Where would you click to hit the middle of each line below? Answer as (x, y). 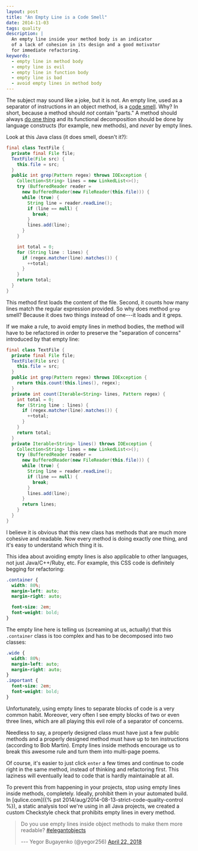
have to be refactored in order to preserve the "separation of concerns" (94, 332)
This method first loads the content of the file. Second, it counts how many (98, 302)
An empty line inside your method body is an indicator (82, 39)
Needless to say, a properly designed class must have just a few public (93, 732)
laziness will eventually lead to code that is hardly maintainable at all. (90, 776)
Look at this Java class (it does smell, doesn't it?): (67, 137)
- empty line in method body (47, 61)
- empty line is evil (38, 67)
